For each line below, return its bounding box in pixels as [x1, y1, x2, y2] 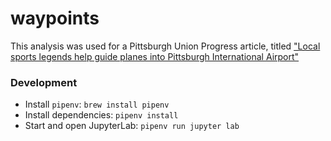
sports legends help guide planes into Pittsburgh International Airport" [10, 50, 300, 62]
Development [10, 75, 78, 89]
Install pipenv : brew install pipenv [24, 98, 170, 111]
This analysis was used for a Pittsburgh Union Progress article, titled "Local [10, 40, 321, 52]
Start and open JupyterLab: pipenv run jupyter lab [24, 120, 240, 132]
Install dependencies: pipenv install [24, 109, 179, 121]
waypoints [10, 7, 100, 30]
